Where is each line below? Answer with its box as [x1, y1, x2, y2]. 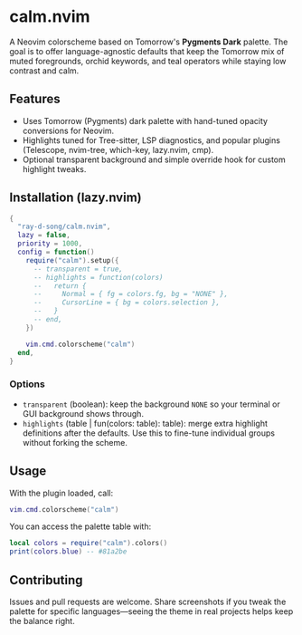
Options [9, 378, 45, 390]
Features [9, 91, 61, 107]
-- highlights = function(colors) [33, 273, 165, 282]
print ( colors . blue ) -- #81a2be [9, 547, 127, 556]
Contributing [9, 572, 83, 588]
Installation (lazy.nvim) [9, 190, 142, 206]
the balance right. [9, 615, 75, 626]
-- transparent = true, [33, 265, 124, 274]
